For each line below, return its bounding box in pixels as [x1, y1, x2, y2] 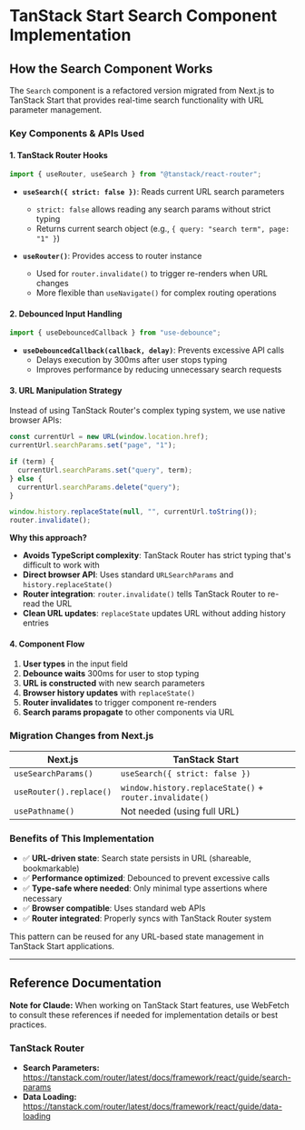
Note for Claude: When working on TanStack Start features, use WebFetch [9, 999, 290, 1010]
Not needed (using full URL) [120, 805, 240, 817]
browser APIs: [9, 415, 62, 425]
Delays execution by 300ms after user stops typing [35, 355, 228, 365]
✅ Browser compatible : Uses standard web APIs [22, 902, 206, 914]
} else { [9, 474, 43, 483]
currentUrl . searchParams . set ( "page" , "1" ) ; [9, 441, 177, 450]
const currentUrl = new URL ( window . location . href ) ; [9, 433, 209, 442]
